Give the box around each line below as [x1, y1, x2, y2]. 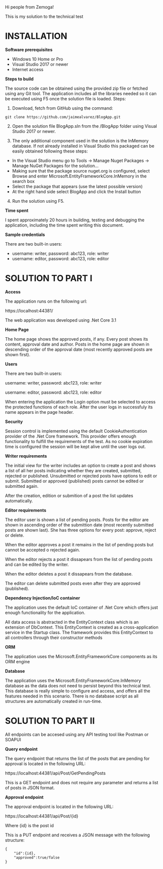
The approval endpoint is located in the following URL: [5, 804, 114, 810]
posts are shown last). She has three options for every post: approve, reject [5, 527, 157, 533]
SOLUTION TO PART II [5, 715, 95, 727]
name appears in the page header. [5, 409, 74, 415]
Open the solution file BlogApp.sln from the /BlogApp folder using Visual [12, 123, 157, 129]
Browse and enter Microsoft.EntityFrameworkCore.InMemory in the [12, 173, 147, 179]
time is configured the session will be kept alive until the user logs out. [5, 444, 146, 449]
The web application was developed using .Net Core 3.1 [5, 317, 117, 323]
